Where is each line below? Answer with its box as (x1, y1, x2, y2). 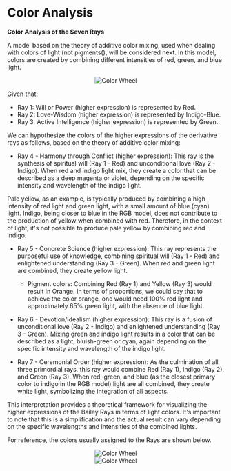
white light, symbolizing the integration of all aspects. (17, 387, 169, 395)
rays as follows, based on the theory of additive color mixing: (7, 138, 181, 146)
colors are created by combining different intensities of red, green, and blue (7, 55, 223, 63)
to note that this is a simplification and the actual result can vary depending (7, 415, 221, 423)
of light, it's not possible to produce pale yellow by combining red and (7, 223, 205, 232)
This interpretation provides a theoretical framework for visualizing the (7, 400, 208, 408)
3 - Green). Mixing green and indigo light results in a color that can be (17, 330, 216, 338)
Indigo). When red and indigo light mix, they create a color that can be (17, 166, 217, 174)
